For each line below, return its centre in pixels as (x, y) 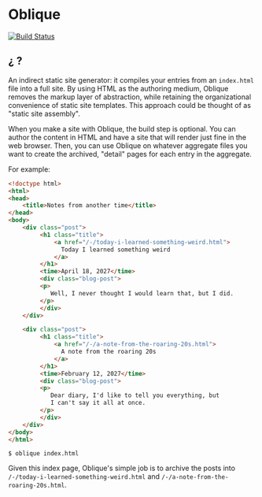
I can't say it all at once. (98, 403)
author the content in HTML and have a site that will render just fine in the (127, 137)
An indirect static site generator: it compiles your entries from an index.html (131, 80)
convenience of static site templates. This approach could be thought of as (130, 105)
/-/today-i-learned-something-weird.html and (84, 477)
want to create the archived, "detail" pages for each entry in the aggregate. (130, 154)
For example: (30, 169)
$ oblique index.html (44, 454)
